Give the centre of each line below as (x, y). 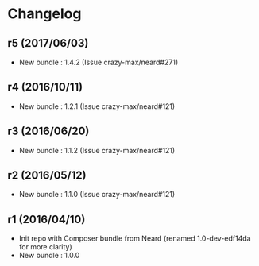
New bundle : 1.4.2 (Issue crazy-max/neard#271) (99, 62)
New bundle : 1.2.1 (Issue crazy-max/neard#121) (97, 106)
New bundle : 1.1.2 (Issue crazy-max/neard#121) (97, 150)
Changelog (44, 14)
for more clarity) (45, 247)
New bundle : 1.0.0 (49, 256)
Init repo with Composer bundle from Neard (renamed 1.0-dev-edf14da (135, 238)
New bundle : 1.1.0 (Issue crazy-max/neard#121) (97, 195)
